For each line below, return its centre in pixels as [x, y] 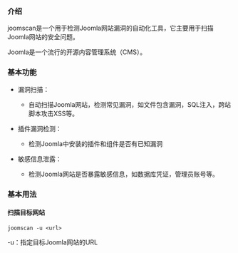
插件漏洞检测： [40, 128]
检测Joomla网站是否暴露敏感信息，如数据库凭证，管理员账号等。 [123, 174]
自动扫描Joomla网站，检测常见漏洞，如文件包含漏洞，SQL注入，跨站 [130, 104]
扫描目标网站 [26, 212]
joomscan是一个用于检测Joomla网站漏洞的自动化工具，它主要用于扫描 [110, 28]
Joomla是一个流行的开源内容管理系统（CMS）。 [77, 52]
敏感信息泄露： [40, 159]
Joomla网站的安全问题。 [43, 37]
